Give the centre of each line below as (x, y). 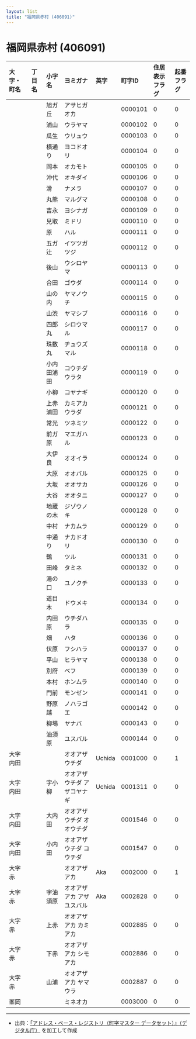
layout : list (22, 11)
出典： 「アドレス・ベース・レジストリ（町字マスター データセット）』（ (98, 1023)
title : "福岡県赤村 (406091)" (41, 17)
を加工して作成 (60, 1030)
